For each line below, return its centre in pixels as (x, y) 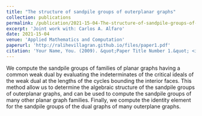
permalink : (20, 23)
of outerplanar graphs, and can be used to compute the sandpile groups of (99, 93)
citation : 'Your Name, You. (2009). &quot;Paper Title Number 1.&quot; (98, 51)
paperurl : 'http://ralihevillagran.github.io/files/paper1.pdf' (88, 46)
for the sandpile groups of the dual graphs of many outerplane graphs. (93, 106)
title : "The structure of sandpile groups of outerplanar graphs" (91, 12)
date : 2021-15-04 (28, 34)
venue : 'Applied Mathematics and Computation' (66, 40)
